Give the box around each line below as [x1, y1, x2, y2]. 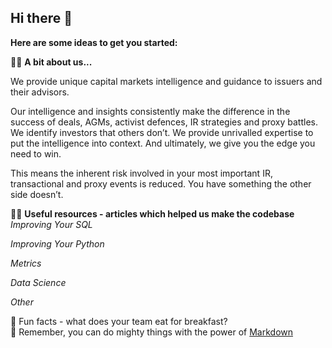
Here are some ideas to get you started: [10, 36, 178, 48]
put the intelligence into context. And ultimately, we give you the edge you [10, 137, 316, 149]
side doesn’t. [10, 188, 64, 200]
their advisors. [10, 86, 70, 98]
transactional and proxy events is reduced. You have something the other [10, 177, 312, 190]
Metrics [10, 257, 42, 269]
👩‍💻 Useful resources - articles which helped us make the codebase [10, 207, 295, 220]
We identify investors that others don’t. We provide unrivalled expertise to [10, 126, 314, 138]
